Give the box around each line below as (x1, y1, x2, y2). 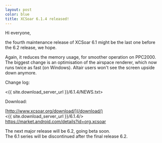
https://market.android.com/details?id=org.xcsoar (5, 119, 106, 125)
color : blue (5, 12, 30, 17)
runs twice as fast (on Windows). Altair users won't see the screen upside (5, 65, 155, 71)
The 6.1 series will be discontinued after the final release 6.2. (5, 134, 128, 140)
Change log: (5, 79, 30, 85)
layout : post (5, 7, 32, 12)
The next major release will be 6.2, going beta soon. (5, 128, 111, 134)
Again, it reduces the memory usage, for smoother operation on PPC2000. (5, 54, 157, 60)
